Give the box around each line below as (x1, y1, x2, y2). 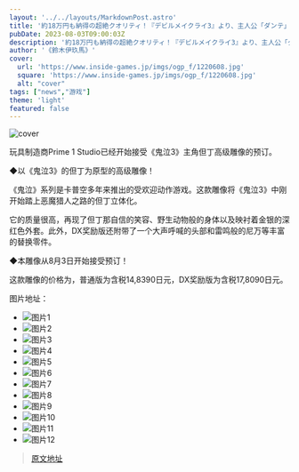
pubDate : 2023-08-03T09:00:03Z (9, 29, 125, 38)
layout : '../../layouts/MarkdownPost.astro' (9, 12, 177, 22)
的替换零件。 (9, 236, 56, 247)
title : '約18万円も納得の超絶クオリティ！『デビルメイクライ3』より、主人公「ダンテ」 (9, 21, 291, 30)
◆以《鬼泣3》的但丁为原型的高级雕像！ (9, 165, 156, 176)
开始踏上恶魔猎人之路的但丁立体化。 (9, 196, 142, 206)
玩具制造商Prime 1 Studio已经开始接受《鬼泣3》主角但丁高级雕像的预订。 (9, 147, 278, 157)
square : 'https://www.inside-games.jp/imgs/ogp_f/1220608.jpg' (17, 71, 256, 80)
